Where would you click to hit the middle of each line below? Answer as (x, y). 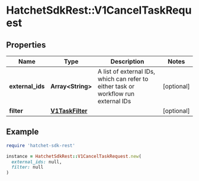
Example (23, 132)
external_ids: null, (37, 162)
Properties (26, 45)
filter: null (28, 167)
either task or (116, 86)
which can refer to (123, 79)
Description (127, 61)
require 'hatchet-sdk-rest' (41, 145)
